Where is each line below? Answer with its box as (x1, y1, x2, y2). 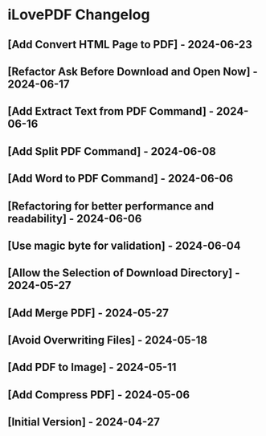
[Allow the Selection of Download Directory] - (7, 267, 240, 280)
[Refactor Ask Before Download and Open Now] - (7, 64, 258, 78)
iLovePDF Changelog (7, 6, 150, 24)
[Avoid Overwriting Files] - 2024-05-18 (7, 333, 208, 347)
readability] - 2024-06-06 (7, 211, 142, 226)
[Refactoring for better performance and (7, 199, 215, 213)
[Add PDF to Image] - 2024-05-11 (7, 361, 177, 374)
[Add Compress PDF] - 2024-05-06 (7, 388, 190, 401)
